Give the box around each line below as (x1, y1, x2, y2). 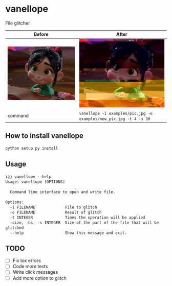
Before (34, 31, 49, 37)
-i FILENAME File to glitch (10, 205, 97, 210)
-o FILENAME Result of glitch (10, 210, 102, 215)
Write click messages (12, 269, 58, 275)
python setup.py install (5, 146, 58, 151)
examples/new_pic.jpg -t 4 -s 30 (79, 116, 150, 122)
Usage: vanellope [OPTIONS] (5, 179, 66, 184)
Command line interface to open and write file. (10, 189, 116, 195)
